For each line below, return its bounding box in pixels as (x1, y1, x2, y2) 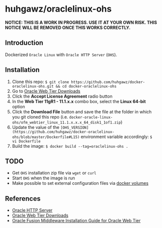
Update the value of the (12, 124, 60, 130)
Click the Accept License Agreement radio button (12, 93, 113, 99)
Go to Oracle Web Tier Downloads (12, 88, 81, 94)
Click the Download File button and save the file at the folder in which (12, 108, 152, 115)
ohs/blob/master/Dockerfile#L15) (12, 135, 80, 140)
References (5, 194, 41, 203)
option (12, 104, 25, 109)
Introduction (5, 39, 44, 47)
